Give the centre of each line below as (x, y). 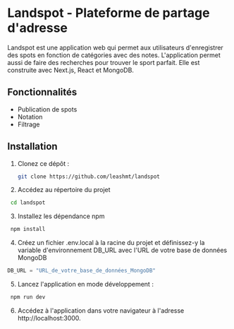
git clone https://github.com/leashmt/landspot (88, 177)
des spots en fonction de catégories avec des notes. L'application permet (114, 55)
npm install (28, 229)
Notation (30, 116)
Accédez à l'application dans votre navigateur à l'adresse (101, 310)
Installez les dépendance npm (61, 216)
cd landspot (28, 203)
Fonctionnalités (42, 92)
